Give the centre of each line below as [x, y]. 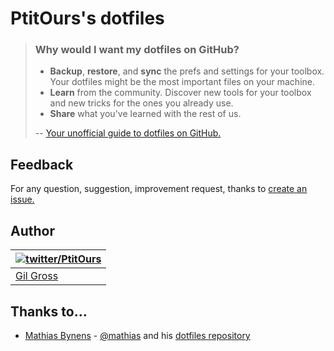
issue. [22, 199]
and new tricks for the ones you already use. [141, 103]
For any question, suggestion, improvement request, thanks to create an [159, 189]
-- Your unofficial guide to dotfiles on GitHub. [128, 133]
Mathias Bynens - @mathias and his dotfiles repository [137, 335]
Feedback [42, 164]
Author [32, 230]
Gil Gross [37, 276]
